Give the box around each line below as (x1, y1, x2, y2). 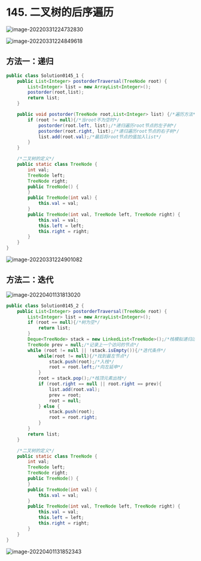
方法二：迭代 (6, 274, 54, 285)
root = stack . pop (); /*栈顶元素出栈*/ (38, 375, 127, 381)
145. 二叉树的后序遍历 (6, 5, 114, 19)
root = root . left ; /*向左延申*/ (48, 364, 124, 370)
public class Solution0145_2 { (6, 303, 84, 309)
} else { (38, 403, 60, 409)
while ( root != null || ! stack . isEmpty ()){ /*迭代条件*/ (28, 347, 166, 353)
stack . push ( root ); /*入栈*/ (48, 359, 115, 365)
